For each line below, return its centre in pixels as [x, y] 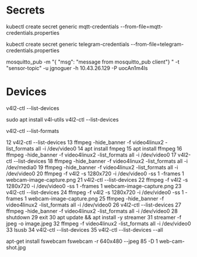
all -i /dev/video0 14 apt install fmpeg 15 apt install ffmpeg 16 [108, 148]
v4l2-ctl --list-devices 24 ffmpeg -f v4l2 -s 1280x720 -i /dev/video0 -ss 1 [95, 192]
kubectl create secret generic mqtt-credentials [63, 26]
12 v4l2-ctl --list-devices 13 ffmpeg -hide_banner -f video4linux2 [85, 142]
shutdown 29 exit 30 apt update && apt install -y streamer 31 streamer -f [94, 217]
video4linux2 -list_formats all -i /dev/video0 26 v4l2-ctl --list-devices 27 [94, 205]
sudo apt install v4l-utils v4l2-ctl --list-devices [62, 119]
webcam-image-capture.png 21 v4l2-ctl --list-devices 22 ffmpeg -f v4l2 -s [97, 179]
